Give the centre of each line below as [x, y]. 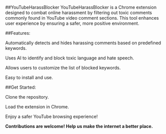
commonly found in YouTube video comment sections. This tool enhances [82, 18]
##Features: [18, 33]
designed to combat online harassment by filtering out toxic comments [79, 13]
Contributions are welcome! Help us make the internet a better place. [79, 126]
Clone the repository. [27, 97]
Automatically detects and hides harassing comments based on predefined [83, 43]
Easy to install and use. [29, 77]
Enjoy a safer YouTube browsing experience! [51, 116]
